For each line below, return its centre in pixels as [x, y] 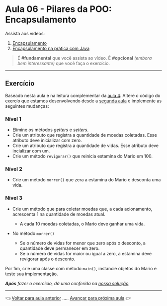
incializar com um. [31, 151]
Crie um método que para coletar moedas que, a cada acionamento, [82, 209]
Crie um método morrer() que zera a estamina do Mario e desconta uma [86, 180]
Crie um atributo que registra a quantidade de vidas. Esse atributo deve [85, 146]
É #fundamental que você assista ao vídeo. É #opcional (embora [84, 58]
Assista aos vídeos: [25, 33]
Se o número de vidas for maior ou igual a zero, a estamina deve [86, 253]
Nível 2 [14, 169]
